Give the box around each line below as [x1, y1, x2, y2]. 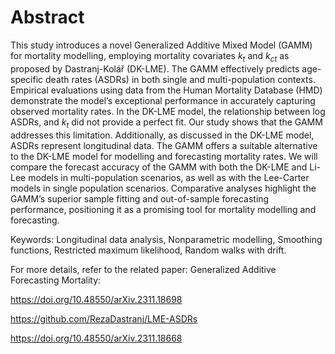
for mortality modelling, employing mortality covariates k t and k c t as [10, 49, 290, 64]
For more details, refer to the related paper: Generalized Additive [10, 263, 277, 275]
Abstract [10, 6, 85, 29]
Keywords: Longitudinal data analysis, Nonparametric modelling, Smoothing [10, 233, 323, 245]
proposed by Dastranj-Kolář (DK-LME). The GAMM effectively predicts [10, 62, 300, 75]
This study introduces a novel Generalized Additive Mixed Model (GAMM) [10, 39, 313, 51]
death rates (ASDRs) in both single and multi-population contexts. [45, 73, 316, 85]
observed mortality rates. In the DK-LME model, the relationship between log [10, 105, 326, 117]
